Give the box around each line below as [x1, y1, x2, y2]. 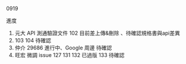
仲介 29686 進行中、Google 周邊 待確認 [14, 44, 112, 51]
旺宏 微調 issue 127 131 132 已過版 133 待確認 [14, 52, 125, 58]
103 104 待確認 [14, 37, 52, 43]
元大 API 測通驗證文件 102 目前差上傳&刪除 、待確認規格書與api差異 [14, 29, 180, 36]
